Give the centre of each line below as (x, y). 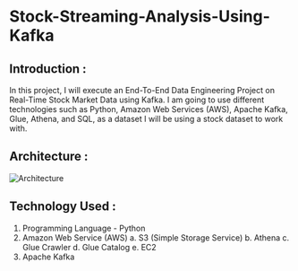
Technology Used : (63, 207)
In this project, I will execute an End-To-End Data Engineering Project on (142, 90)
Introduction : (48, 69)
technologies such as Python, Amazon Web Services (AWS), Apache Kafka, (149, 109)
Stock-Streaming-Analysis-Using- (140, 17)
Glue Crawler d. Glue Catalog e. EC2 (89, 247)
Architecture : (49, 157)
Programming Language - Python (84, 228)
